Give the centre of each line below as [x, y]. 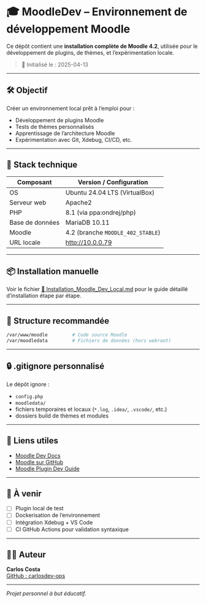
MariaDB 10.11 [87, 222]
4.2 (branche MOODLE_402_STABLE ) [113, 232]
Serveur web [28, 202]
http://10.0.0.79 [89, 242]
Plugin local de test [39, 508]
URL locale [25, 242]
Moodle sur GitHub [39, 462]
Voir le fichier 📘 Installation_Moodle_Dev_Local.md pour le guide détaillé [97, 289]
